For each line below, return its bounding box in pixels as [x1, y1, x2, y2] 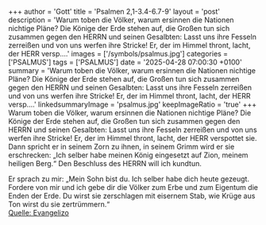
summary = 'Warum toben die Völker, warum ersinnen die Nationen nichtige [8, 66, 256, 75]
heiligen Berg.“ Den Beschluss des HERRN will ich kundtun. [8, 159, 202, 168]
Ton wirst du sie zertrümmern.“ [8, 200, 110, 209]
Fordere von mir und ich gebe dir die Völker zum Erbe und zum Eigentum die [8, 183, 258, 192]
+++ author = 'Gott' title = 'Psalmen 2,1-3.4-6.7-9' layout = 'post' [8, 7, 221, 16]
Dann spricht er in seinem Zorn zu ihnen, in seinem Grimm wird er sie [8, 142, 235, 151]
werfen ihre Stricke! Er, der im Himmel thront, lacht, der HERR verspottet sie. [8, 134, 257, 142]
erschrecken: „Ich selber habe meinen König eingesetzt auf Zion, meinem [8, 150, 249, 160]
